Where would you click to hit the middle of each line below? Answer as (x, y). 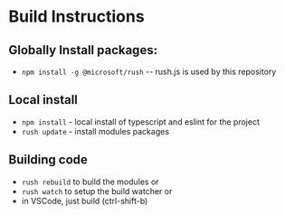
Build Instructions (77, 17)
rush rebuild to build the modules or (90, 182)
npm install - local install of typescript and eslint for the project (140, 122)
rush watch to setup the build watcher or (97, 191)
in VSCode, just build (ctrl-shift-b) (85, 201)
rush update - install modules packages (95, 131)
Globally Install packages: (83, 50)
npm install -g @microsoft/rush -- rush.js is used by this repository (149, 71)
